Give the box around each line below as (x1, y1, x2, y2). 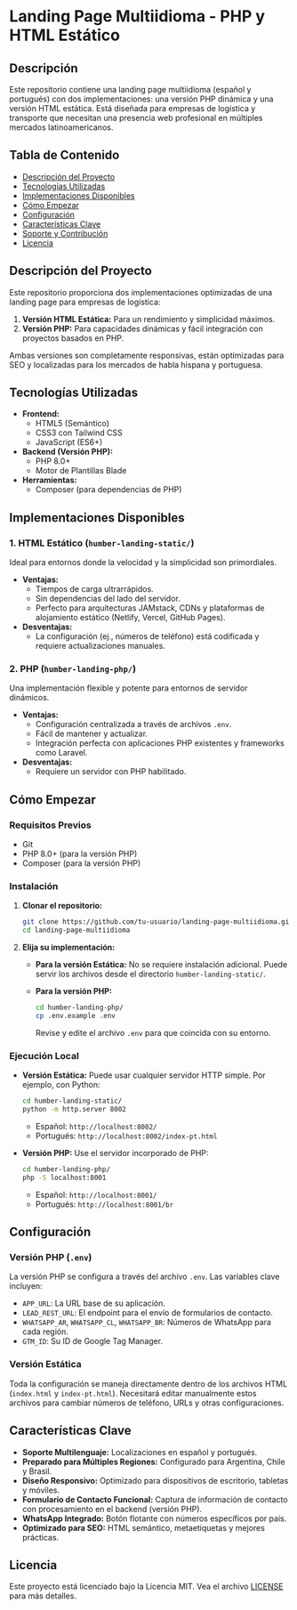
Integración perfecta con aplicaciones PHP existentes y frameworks (35, 738, 285, 748)
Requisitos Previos (9, 819, 92, 831)
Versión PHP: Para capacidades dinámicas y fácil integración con (21, 323, 264, 334)
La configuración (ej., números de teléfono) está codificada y (35, 631, 260, 642)
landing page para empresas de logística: (9, 296, 161, 307)
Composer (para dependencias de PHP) (35, 484, 182, 495)
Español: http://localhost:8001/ (35, 1189, 157, 1200)
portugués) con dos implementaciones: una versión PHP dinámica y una (9, 93, 274, 104)
